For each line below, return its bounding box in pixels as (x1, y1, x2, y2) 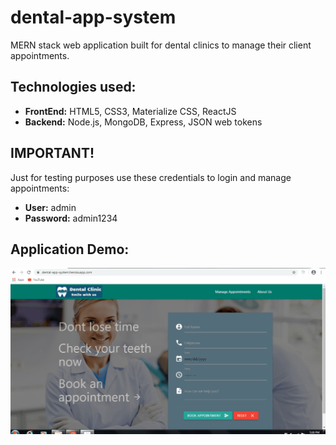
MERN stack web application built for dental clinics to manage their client (10, 39, 312, 51)
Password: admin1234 (24, 212, 118, 224)
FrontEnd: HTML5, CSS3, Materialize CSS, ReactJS (24, 105, 237, 117)
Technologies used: (10, 79, 137, 96)
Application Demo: (10, 241, 130, 258)
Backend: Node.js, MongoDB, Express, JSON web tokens (24, 116, 263, 128)
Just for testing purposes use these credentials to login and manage (10, 171, 292, 183)
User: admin (24, 201, 77, 213)
